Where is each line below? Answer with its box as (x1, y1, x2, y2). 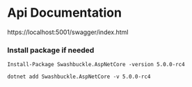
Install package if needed (7, 45, 95, 55)
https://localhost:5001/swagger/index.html (7, 28, 129, 36)
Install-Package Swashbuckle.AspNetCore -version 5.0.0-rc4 (7, 61, 186, 68)
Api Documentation (7, 5, 122, 21)
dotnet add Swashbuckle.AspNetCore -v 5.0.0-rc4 (7, 73, 151, 81)
